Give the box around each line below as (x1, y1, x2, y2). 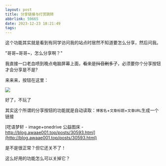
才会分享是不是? (5, 67, 38, 73)
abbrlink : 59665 (5, 16, 39, 21)
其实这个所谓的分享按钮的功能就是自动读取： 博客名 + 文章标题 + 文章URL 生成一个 (5, 107, 159, 113)
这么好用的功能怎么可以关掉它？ (5, 156, 70, 162)
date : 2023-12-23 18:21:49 (5, 21, 61, 26)
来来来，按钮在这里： (5, 77, 48, 83)
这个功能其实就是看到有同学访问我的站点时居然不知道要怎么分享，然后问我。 (5, 40, 161, 46)
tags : (5, 26, 16, 31)
